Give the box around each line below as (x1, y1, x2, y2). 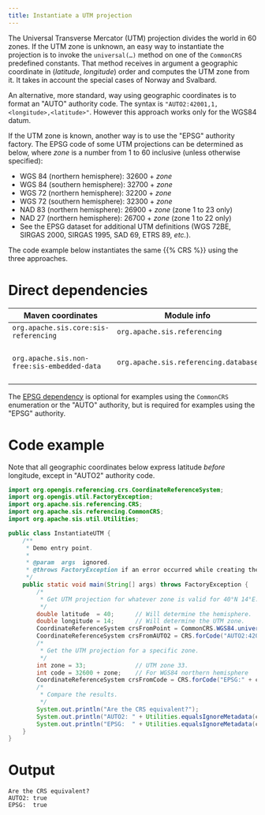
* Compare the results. (39, 691, 118, 699)
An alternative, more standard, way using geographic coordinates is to (8, 90, 237, 99)
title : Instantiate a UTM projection (8, 11, 132, 20)
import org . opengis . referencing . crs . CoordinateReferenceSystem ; (8, 486, 224, 494)
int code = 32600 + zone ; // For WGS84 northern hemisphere (36, 668, 248, 677)
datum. (8, 115, 32, 125)
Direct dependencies (8, 281, 148, 299)
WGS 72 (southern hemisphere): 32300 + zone (19, 196, 173, 206)
